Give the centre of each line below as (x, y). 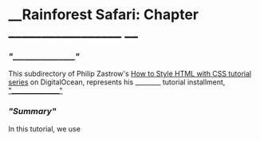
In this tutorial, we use (45, 128)
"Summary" (32, 112)
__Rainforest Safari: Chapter (104, 15)
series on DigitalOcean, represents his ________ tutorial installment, (117, 82)
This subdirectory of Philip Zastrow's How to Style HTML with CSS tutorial (130, 74)
